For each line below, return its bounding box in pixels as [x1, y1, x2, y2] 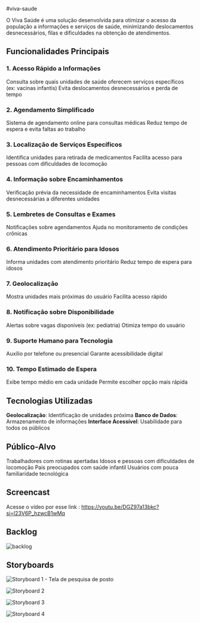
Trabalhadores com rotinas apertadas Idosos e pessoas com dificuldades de [6, 457, 195, 464]
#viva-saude [6, 5, 38, 12]
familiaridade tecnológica [6, 470, 69, 477]
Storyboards [6, 560, 54, 570]
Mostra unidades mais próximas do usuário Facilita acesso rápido [6, 293, 167, 300]
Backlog [6, 527, 38, 537]
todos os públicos [6, 424, 50, 431]
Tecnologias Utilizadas [6, 396, 93, 406]
